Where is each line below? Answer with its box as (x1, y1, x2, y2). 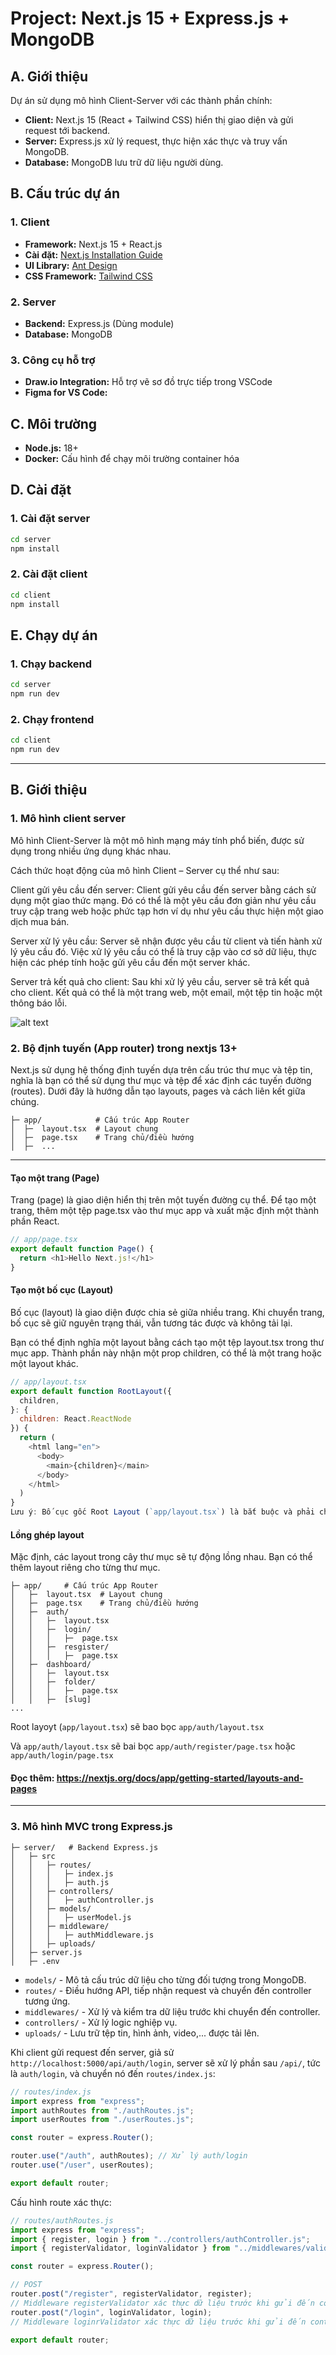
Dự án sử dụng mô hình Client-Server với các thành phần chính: (10, 95, 273, 106)
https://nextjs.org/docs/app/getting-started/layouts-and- (56, 1772, 304, 1784)
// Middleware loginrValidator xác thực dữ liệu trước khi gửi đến (10, 2317, 307, 2327)
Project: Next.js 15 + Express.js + (10, 7, 290, 30)
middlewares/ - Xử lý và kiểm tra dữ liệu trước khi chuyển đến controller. (24, 2005, 321, 2017)
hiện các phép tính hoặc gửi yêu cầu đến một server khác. (10, 956, 251, 968)
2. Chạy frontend (10, 712, 95, 726)
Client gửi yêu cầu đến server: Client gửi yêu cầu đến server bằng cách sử (10, 883, 317, 896)
